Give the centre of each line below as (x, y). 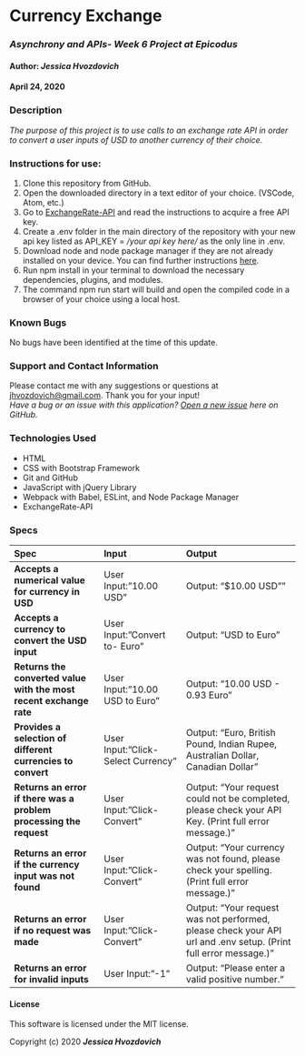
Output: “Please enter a (236, 968)
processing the (47, 821)
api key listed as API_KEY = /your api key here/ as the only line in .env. (154, 241)
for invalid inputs (51, 980)
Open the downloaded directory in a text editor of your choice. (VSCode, (158, 193)
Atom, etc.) (43, 202)
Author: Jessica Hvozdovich (64, 65)
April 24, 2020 (37, 86)
